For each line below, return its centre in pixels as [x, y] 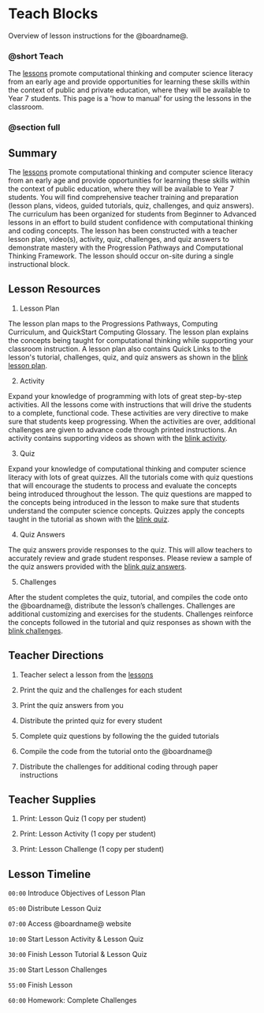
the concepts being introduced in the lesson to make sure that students [124, 502]
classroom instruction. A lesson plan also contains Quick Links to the [119, 348]
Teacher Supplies [52, 799]
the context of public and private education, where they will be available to [129, 90]
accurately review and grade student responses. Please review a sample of [130, 558]
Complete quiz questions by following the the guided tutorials [119, 736]
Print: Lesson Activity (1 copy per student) [87, 834]
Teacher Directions [56, 655]
